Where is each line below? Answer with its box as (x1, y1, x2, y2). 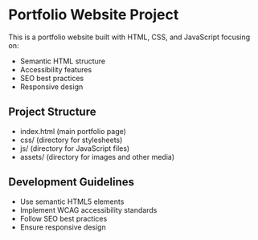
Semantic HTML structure (19, 56, 106, 66)
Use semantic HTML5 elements (19, 197, 125, 206)
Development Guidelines (8, 175, 135, 189)
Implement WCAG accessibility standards (19, 205, 158, 214)
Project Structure (8, 105, 96, 119)
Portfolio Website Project (8, 6, 179, 24)
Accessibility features (19, 64, 92, 74)
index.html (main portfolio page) (19, 126, 127, 136)
